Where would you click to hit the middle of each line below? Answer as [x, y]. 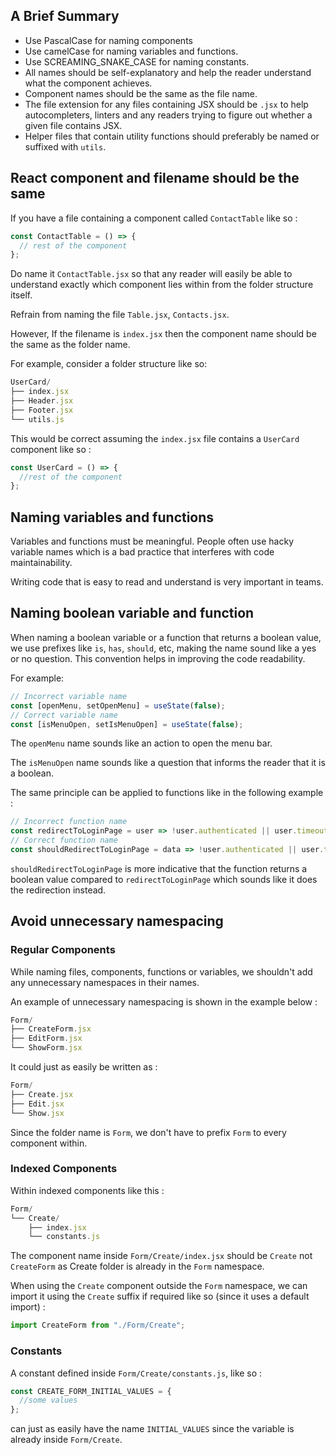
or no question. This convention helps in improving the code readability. [158, 658]
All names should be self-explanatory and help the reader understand [168, 72]
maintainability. [41, 563]
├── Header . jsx [42, 401]
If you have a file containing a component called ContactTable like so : [154, 218]
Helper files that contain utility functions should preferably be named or [172, 136]
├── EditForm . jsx [46, 1039]
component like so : [51, 449]
